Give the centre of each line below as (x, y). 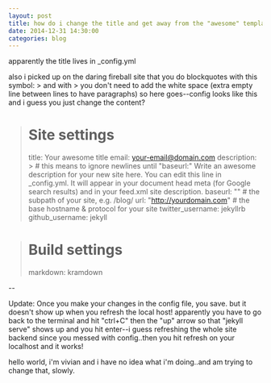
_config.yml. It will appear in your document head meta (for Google (140, 183)
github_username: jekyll (67, 218)
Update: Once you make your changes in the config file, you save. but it (127, 304)
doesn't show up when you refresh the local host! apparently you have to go (135, 312)
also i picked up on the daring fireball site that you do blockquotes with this (133, 77)
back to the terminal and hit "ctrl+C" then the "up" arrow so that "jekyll (126, 321)
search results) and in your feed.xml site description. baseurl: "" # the (144, 192)
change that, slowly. (42, 371)
